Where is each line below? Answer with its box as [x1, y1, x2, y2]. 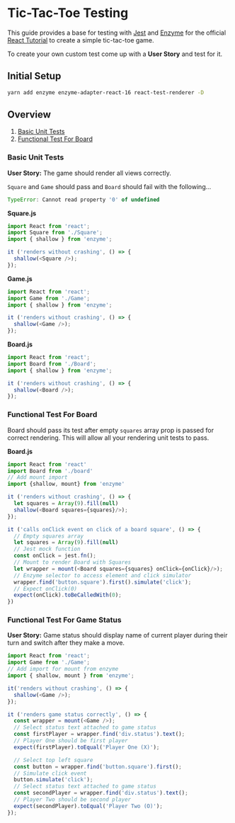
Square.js [7, 209, 37, 217]
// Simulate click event [13, 770, 87, 777]
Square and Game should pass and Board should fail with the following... [7, 182, 212, 191]
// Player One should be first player [13, 737, 129, 744]
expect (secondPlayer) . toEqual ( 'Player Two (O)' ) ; [13, 802, 163, 810]
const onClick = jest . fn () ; [13, 552, 97, 560]
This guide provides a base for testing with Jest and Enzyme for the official [7, 28, 227, 37]
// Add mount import [7, 474, 69, 481]
